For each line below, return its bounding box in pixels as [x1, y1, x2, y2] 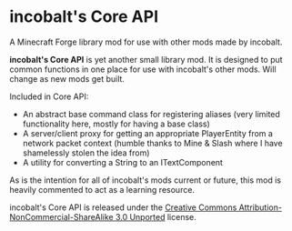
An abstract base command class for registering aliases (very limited [22, 108, 280, 119]
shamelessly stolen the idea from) [22, 147, 150, 158]
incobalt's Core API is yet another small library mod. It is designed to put [9, 54, 284, 65]
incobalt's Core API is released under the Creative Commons [9, 202, 237, 213]
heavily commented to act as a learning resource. [9, 184, 196, 195]
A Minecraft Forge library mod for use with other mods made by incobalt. [9, 36, 283, 47]
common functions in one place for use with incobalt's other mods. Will [9, 64, 277, 75]
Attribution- [238, 202, 282, 213]
